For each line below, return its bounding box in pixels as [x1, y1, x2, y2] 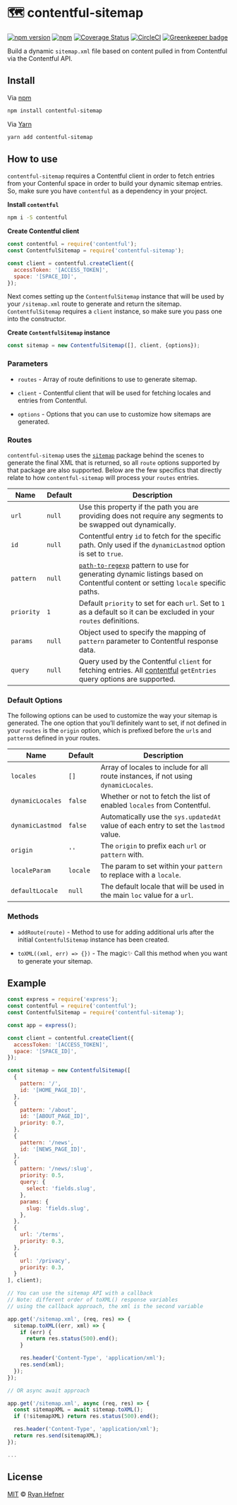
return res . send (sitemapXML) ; [13, 1432, 102, 1439]
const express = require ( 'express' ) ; [7, 996, 119, 1003]
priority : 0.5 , [20, 1172, 65, 1179]
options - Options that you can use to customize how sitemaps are [17, 409, 212, 418]
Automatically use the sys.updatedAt [100, 812, 221, 822]
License [7, 1471, 43, 1483]
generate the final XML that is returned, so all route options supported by [7, 458, 220, 467]
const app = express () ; [7, 1021, 78, 1029]
